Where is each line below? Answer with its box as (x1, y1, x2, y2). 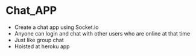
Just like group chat (14, 36, 64, 43)
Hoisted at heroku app (14, 43, 70, 50)
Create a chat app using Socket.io (14, 23, 99, 31)
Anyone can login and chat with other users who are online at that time (14, 30, 191, 37)
